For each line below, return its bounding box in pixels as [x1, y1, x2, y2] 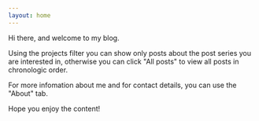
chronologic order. [8, 64, 68, 75]
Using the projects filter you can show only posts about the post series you [8, 48, 252, 57]
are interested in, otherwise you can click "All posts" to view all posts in [8, 57, 239, 66]
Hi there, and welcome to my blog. [8, 33, 120, 42]
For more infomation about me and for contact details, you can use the [8, 80, 237, 90]
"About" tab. [8, 88, 49, 98]
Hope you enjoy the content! [8, 104, 101, 113]
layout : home [8, 11, 51, 20]
